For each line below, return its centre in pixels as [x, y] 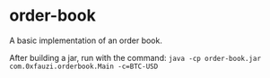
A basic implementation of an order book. [86, 40]
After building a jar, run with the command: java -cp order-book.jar [135, 57]
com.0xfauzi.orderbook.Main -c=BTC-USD [84, 66]
